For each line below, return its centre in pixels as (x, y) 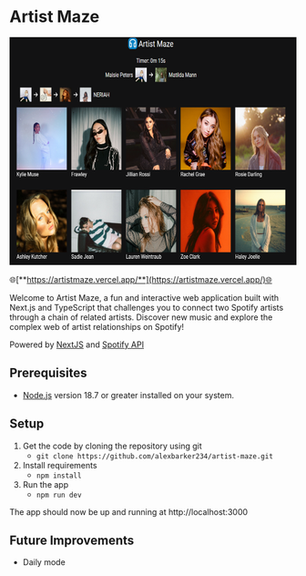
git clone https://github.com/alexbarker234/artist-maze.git (154, 456)
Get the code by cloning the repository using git (112, 446)
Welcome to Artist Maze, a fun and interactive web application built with (144, 297)
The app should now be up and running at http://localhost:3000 (129, 511)
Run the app (46, 484)
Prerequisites (48, 373)
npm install (59, 476)
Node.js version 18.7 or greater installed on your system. (128, 395)
